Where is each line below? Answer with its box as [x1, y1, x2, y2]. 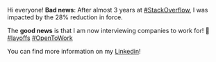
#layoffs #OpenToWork [7, 34, 73, 42]
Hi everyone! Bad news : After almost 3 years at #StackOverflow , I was [7, 6, 208, 14]
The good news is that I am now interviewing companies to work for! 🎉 [7, 27, 210, 34]
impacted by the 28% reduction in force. [7, 13, 123, 21]
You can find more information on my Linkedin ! [7, 48, 141, 55]
